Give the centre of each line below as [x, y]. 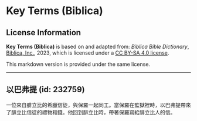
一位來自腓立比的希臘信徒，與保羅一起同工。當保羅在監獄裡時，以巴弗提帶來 [98, 105]
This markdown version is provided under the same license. [78, 64]
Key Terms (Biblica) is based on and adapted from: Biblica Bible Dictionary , [98, 46]
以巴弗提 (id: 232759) [45, 90]
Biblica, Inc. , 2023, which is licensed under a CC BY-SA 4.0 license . [88, 53]
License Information [43, 33]
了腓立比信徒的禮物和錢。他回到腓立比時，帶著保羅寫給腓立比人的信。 [91, 112]
